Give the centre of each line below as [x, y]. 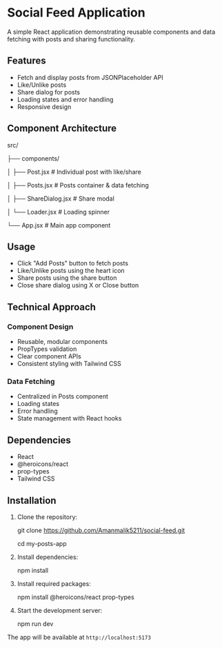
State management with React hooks [69, 418]
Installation [32, 500]
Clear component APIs [49, 356]
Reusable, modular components [62, 342]
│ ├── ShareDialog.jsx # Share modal [61, 199]
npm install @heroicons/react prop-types [75, 597]
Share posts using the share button [67, 278]
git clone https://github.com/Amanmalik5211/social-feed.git [101, 530]
